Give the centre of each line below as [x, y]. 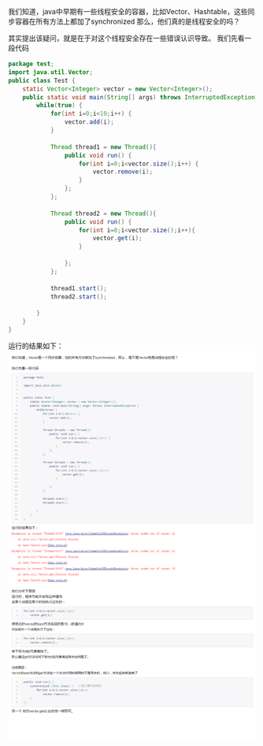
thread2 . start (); [79, 297]
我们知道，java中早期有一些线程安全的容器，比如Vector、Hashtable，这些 [128, 11]
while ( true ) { [59, 106]
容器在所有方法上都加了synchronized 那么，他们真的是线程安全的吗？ [128, 21]
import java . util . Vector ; [50, 72]
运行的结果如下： [36, 346]
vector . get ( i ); [118, 239]
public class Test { [42, 80]
